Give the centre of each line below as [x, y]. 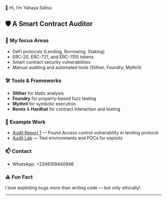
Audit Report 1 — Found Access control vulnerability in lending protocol [85, 133]
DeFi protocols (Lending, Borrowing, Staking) [59, 51]
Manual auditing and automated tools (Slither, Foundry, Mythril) [77, 67]
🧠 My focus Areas [27, 41]
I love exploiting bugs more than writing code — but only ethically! [73, 188]
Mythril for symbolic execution [44, 103]
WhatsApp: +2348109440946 [43, 164]
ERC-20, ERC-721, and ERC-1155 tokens [53, 57]
